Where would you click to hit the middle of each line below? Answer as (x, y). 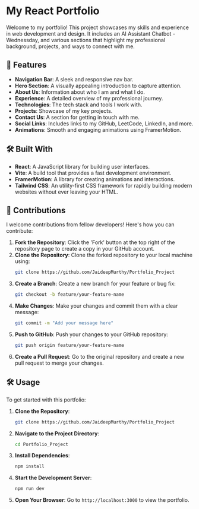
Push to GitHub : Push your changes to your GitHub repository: (91, 334)
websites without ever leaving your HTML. (67, 192)
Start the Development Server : (53, 478)
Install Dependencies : (42, 456)
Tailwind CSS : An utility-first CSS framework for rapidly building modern (103, 185)
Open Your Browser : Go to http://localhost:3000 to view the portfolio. (102, 500)
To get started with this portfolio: (46, 400)
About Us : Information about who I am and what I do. (80, 92)
